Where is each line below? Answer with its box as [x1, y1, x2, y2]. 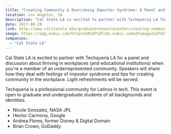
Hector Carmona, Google [12, 112, 66, 118]
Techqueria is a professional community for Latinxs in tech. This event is [5, 86, 157, 92]
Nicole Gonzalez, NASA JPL [12, 106, 72, 113]
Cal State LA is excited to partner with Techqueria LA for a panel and [5, 55, 149, 61]
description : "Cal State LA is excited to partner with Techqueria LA [5, 17, 158, 22]
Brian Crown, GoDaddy [12, 123, 61, 129]
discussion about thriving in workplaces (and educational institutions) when [5, 60, 164, 66]
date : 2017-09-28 [5, 21, 42, 27]
